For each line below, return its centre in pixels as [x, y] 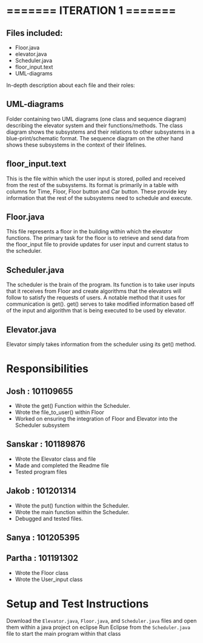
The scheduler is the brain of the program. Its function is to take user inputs [101, 285]
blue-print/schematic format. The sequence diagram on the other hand [95, 138]
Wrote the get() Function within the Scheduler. [72, 406]
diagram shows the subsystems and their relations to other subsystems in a [101, 132]
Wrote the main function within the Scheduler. [72, 512]
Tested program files [41, 472]
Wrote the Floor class [42, 573]
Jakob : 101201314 [42, 491]
